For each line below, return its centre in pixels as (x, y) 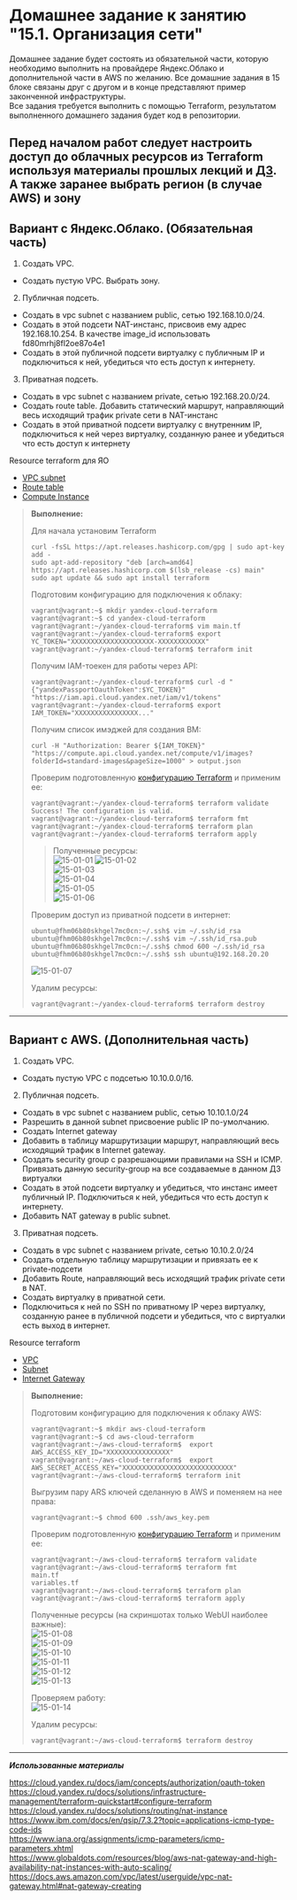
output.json (219, 761)
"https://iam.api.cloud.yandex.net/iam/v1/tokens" (126, 698)
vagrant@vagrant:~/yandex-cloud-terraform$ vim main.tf (136, 626)
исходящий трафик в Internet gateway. (94, 1150)
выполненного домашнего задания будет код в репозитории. (125, 115)
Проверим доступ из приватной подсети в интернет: (131, 915)
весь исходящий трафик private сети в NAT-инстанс (120, 415)
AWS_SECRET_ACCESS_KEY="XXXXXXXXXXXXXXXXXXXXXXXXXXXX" (134, 1467)
